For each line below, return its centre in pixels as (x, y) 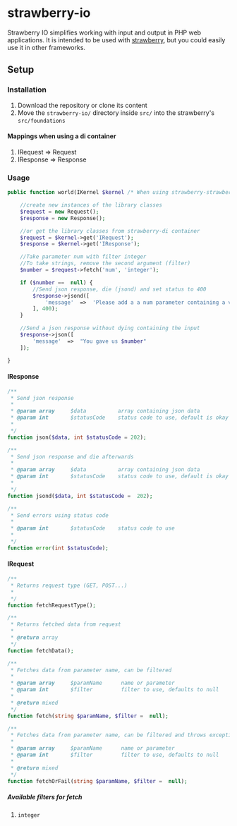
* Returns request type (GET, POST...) (69, 585)
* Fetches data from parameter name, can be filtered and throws (108, 735)
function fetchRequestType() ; (52, 605)
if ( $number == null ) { (56, 283)
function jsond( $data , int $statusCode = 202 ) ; (80, 496)
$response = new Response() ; (63, 218)
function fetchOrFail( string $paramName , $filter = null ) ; (98, 781)
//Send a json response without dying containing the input (110, 328)
